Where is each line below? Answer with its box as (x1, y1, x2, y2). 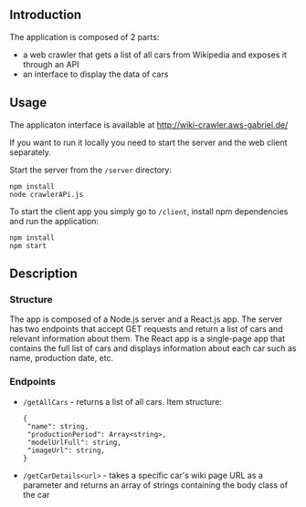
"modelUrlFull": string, (26, 438, 121, 447)
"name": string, (26, 421, 90, 431)
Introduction (9, 7, 82, 23)
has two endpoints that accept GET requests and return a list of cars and (9, 324, 283, 335)
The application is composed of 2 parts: (9, 31, 160, 42)
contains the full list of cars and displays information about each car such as (9, 343, 297, 354)
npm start (9, 241, 47, 250)
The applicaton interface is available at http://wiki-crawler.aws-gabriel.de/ (9, 119, 289, 130)
